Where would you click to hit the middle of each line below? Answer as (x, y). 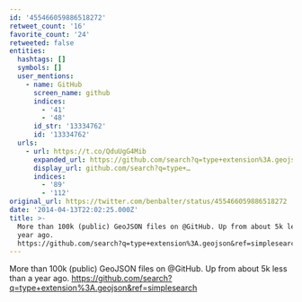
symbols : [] (40, 68)
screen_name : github (71, 93)
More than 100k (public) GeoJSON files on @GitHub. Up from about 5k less (148, 269)
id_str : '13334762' (69, 127)
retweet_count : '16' (48, 26)
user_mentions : (46, 76)
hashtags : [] (42, 59)
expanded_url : (60, 160)
